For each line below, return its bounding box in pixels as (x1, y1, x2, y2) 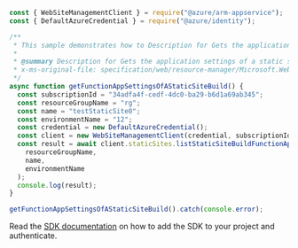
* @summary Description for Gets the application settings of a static (12, 58, 284, 66)
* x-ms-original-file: (12, 66, 98, 74)
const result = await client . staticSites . (17, 140, 176, 149)
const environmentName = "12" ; (17, 115, 133, 124)
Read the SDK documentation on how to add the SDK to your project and (9, 221, 275, 232)
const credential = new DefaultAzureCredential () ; (17, 123, 208, 132)
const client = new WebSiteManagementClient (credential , (17, 131, 232, 141)
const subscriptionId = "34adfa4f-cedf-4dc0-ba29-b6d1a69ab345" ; (17, 89, 264, 99)
